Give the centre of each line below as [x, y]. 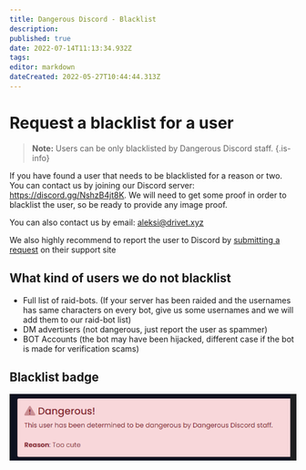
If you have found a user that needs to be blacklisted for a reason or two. [146, 175]
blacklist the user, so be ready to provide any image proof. [118, 204]
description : [34, 29]
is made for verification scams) [81, 348]
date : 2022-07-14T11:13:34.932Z [71, 48]
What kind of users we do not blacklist [120, 278]
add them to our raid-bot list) [77, 320]
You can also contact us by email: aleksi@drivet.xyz [107, 222]
